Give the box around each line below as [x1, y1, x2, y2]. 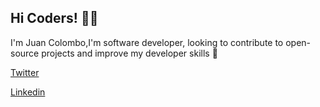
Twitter [10, 66, 40, 78]
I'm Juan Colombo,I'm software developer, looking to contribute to [10, 36, 284, 48]
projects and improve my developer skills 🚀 [41, 47, 218, 59]
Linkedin [10, 86, 46, 98]
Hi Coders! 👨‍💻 [10, 10, 99, 27]
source [10, 47, 40, 59]
